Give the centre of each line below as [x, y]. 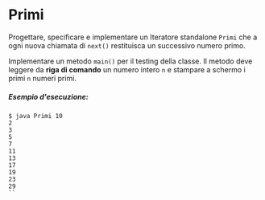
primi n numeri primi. [42, 78]
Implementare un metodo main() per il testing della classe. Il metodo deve [130, 61]
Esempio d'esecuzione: [48, 96]
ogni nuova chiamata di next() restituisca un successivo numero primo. [127, 45]
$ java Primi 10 [35, 116]
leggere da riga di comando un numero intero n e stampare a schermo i [127, 69]
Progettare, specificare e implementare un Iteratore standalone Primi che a [133, 37]
